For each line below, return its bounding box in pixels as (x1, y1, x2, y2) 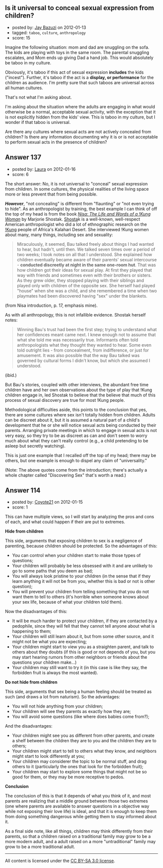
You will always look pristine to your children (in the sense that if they (12, 573, 151, 579)
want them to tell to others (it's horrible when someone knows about (12, 594, 149, 600)
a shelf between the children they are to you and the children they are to (12, 738, 157, 744)
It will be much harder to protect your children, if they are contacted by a (12, 618, 158, 624)
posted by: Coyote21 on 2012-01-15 (12, 499, 83, 505)
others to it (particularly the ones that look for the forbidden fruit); (12, 764, 144, 769)
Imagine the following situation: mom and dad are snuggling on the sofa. (5, 44, 149, 50)
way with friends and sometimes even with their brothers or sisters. (16, 272, 152, 278)
